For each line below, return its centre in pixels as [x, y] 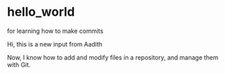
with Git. [19, 64]
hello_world [41, 12]
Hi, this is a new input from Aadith [55, 44]
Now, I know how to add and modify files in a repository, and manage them [113, 57]
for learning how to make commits [56, 31]
